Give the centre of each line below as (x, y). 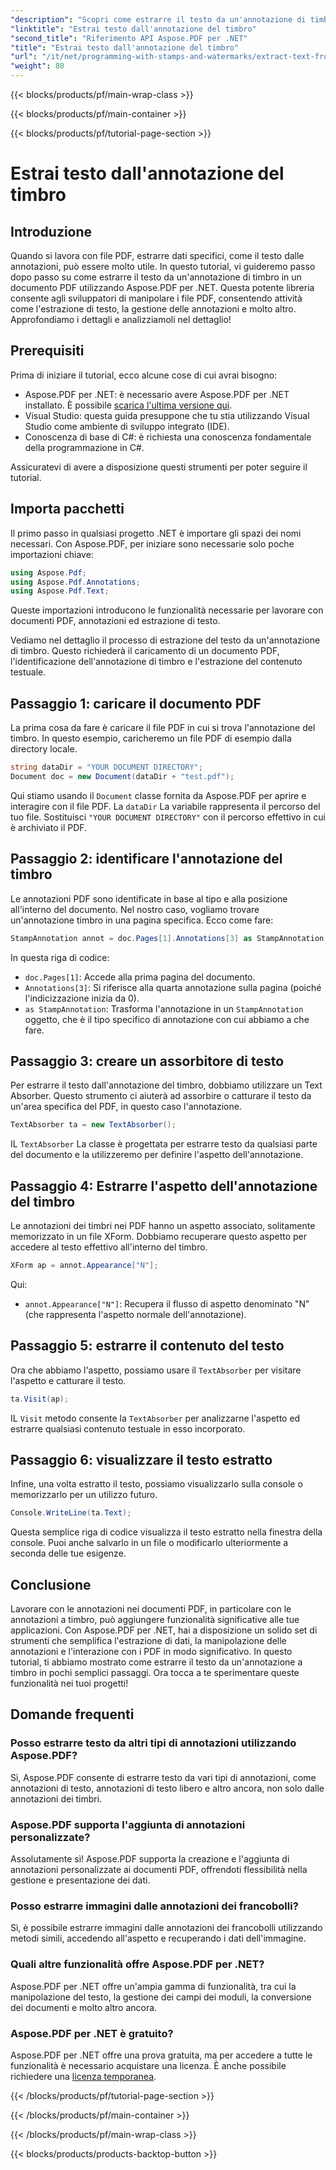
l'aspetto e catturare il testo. (68, 1380)
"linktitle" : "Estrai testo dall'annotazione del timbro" (133, 29)
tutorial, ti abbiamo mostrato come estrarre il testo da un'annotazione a (156, 1662)
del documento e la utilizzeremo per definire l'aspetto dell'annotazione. (157, 1155)
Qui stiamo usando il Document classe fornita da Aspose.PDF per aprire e (158, 795)
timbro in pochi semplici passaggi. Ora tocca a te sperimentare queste (155, 1673)
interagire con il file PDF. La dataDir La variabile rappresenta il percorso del (165, 806)
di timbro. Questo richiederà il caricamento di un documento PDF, (145, 651)
